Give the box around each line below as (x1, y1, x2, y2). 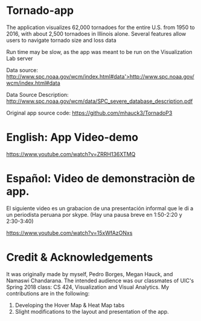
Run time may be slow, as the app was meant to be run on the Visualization (6, 48, 193, 55)
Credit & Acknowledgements (6, 251, 153, 264)
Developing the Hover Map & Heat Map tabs (14, 301, 125, 309)
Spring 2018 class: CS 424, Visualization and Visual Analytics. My (6, 283, 170, 291)
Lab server (6, 55, 33, 62)
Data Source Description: (6, 91, 69, 98)
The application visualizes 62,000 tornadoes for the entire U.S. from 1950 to (6, 24, 195, 31)
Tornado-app (6, 4, 74, 18)
